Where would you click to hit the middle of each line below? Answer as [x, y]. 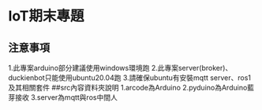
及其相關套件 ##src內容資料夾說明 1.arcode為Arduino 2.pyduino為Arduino [128, 88]
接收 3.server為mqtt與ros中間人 [66, 97]
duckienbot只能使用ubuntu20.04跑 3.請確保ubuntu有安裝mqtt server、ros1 [129, 78]
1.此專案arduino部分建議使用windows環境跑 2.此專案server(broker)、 [120, 68]
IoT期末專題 [46, 16]
